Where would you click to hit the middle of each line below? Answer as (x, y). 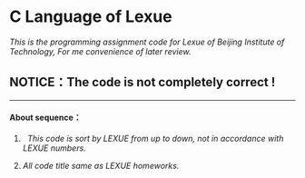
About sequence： (45, 118)
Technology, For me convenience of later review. (100, 51)
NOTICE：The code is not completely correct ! (143, 82)
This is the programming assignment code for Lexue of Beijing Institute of (147, 42)
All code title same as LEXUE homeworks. (101, 165)
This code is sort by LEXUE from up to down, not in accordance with (155, 138)
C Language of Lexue (91, 17)
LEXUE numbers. (54, 148)
